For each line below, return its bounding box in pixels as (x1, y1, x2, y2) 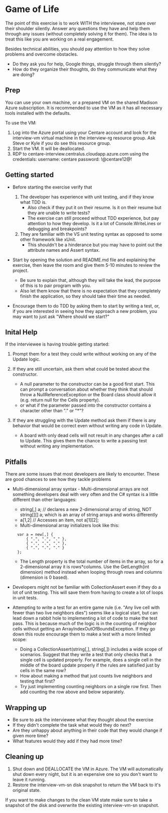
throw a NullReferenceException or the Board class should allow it (20, 392, 156, 398)
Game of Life (5, 4, 59, 15)
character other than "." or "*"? (20, 408, 84, 414)
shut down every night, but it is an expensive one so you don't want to (12, 771, 158, 777)
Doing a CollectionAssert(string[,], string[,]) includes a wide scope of (20, 646, 163, 653)
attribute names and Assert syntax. (27, 247, 100, 253)
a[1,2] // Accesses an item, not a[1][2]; (20, 517, 99, 523)
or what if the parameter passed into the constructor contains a (20, 402, 151, 408)
